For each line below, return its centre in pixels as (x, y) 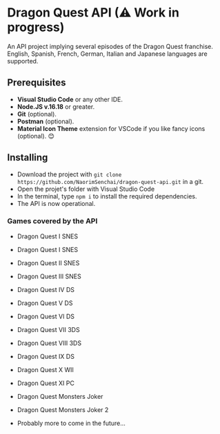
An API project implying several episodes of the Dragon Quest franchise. (110, 46)
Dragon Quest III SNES (49, 276)
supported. (23, 61)
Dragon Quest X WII (46, 369)
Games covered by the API (52, 221)
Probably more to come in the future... (71, 423)
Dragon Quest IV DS (46, 289)
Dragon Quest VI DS (46, 316)
